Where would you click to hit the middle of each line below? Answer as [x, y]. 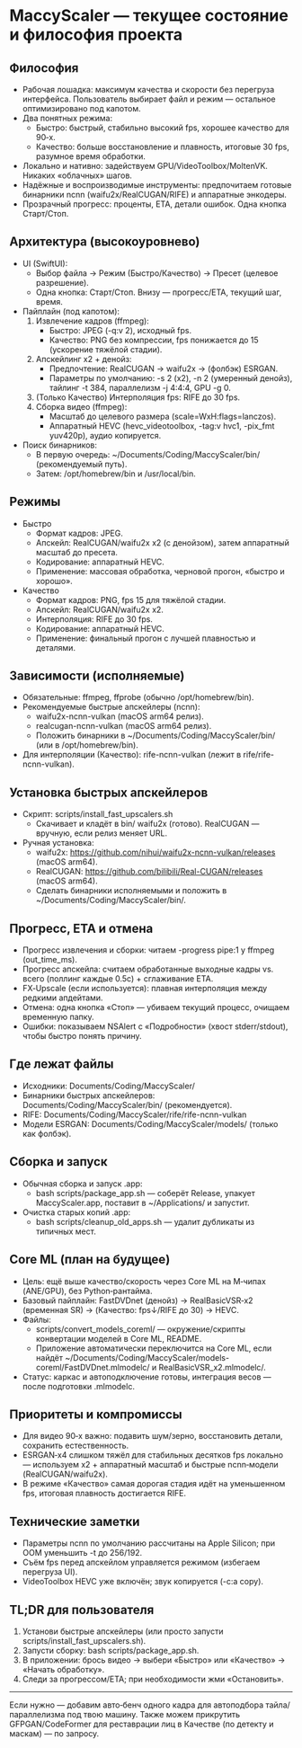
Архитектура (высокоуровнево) [105, 242]
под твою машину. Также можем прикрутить [154, 1714]
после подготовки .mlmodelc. [78, 1386]
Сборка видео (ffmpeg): [81, 406]
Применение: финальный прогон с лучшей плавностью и [146, 638]
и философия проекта [96, 35]
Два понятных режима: [67, 118]
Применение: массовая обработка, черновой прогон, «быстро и [160, 571]
